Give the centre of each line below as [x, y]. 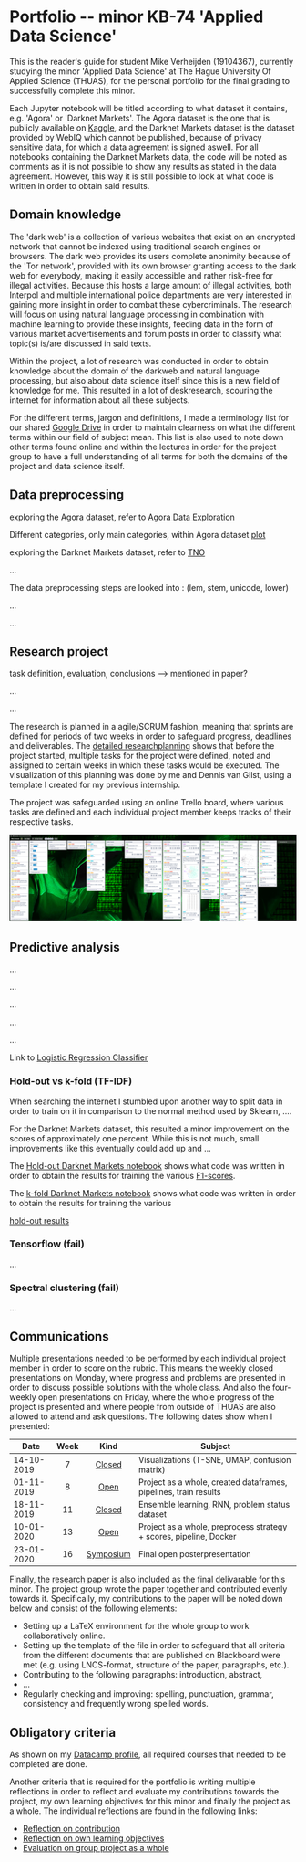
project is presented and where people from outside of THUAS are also [143, 1406]
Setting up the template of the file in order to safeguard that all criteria [153, 1646]
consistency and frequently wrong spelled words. [116, 1704]
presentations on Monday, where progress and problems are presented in [148, 1377]
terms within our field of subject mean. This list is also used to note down [147, 437]
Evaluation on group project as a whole [96, 1848]
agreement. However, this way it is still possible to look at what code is [142, 176]
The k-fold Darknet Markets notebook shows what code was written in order [153, 1193]
